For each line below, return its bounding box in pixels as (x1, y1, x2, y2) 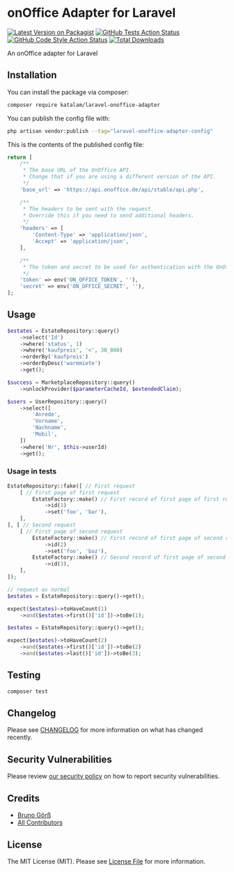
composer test (7, 687, 49, 695)
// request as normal (7, 586, 70, 593)
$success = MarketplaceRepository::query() (7, 379, 136, 386)
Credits (7, 792, 40, 804)
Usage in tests (7, 466, 57, 476)
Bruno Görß (17, 811, 52, 820)
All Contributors (17, 818, 63, 827)
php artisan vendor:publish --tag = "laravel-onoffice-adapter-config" (7, 127, 214, 134)
